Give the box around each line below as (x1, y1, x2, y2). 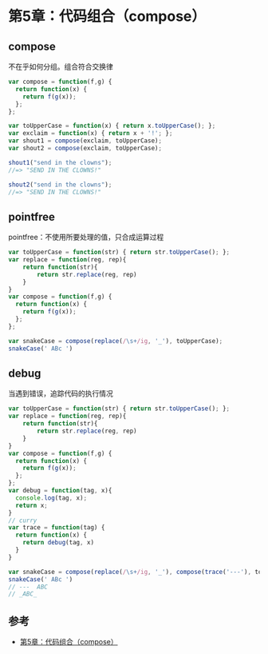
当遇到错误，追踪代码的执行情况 (8, 389, 113, 398)
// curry (8, 516, 37, 524)
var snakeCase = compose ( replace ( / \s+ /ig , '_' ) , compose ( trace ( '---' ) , (8, 568, 252, 576)
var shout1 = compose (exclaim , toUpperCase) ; (8, 137, 162, 145)
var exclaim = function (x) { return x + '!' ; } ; (8, 130, 173, 138)
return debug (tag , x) (22, 539, 94, 547)
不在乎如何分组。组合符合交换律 (8, 62, 113, 71)
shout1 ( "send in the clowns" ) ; (8, 158, 112, 166)
